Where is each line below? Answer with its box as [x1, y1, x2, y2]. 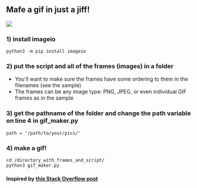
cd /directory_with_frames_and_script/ [6, 157, 105, 163]
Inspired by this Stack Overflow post [6, 175, 98, 182]
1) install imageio [6, 35, 56, 43]
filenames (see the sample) [14, 82, 82, 89]
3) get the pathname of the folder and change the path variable [6, 109, 191, 117]
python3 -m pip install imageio [6, 49, 86, 55]
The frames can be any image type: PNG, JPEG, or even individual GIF [14, 88, 187, 95]
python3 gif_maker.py [6, 162, 60, 168]
